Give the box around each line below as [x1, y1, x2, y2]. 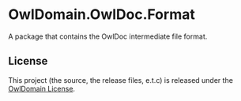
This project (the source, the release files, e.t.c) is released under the [8, 75, 233, 84]
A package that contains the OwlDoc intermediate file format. [8, 32, 208, 41]
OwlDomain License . [8, 84, 76, 93]
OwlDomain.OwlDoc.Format [8, 6, 195, 24]
